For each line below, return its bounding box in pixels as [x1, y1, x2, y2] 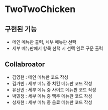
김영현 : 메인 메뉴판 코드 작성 [12, 74, 69, 80]
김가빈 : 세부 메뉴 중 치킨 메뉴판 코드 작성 [12, 80, 92, 86]
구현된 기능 [5, 25, 37, 33]
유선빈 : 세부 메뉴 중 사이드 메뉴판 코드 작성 [12, 86, 96, 92]
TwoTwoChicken [5, 4, 76, 15]
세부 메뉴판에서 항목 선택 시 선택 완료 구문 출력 [12, 45, 103, 51]
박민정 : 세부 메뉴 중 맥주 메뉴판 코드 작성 [12, 93, 92, 99]
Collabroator [5, 60, 45, 69]
